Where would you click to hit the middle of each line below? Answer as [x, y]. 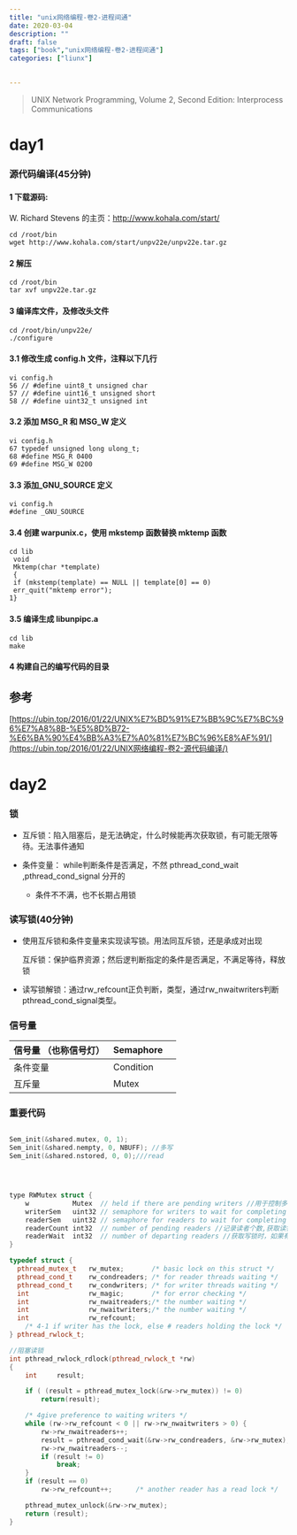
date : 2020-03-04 [41, 26]
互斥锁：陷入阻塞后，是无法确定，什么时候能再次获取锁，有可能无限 [146, 835]
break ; [69, 1465]
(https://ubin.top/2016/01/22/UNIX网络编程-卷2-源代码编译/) [118, 748]
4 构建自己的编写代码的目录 [59, 667]
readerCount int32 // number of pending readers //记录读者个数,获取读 [156, 1228]
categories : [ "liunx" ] [51, 58]
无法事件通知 [61, 846]
